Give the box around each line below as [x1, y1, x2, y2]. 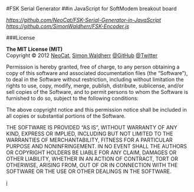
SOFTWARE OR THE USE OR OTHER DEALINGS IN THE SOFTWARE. [6, 168, 172, 175]
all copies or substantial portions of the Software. [6, 112, 126, 119]
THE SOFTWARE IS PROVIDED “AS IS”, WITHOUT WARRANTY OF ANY [6, 124, 177, 131]
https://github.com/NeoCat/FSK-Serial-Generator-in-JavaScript [6, 17, 161, 23]
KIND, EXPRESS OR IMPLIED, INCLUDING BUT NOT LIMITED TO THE [6, 130, 173, 137]
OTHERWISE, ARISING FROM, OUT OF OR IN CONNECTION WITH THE [6, 162, 178, 168]
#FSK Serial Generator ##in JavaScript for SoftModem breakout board [6, 5, 177, 12]
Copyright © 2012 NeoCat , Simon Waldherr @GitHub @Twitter [6, 52, 158, 58]
